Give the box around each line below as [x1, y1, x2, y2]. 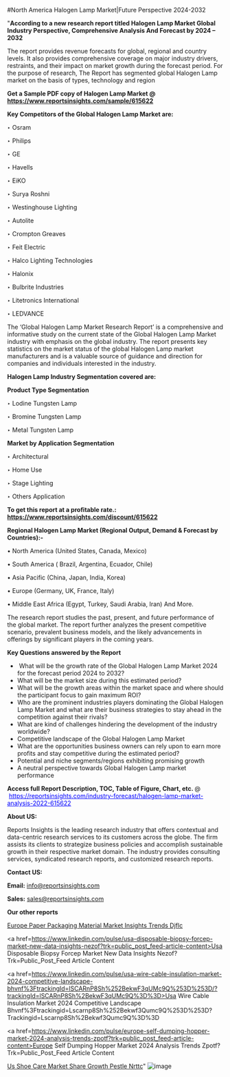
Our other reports [7, 908, 58, 916]
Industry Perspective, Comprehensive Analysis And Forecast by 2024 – [7, 27, 216, 34]
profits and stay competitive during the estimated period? [16, 750, 180, 757]
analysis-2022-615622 [7, 799, 71, 807]
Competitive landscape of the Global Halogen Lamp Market [16, 734, 185, 743]
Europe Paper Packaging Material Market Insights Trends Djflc [7, 921, 183, 929]
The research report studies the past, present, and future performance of [7, 614, 214, 621]
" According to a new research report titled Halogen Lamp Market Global [7, 19, 216, 27]
